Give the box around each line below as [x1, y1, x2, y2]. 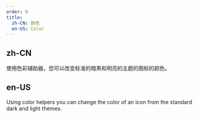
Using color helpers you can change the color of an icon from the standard [6, 98, 192, 105]
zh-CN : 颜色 [11, 20, 40, 26]
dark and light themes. [6, 105, 62, 112]
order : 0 [6, 8, 28, 15]
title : [6, 14, 23, 20]
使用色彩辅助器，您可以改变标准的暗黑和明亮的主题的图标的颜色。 [6, 64, 170, 72]
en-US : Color [11, 25, 45, 32]
